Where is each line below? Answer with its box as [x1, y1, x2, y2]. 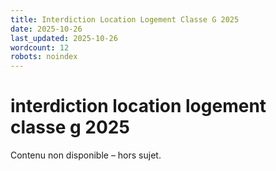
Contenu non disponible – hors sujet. [10, 149, 162, 161]
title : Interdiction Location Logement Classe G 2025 [10, 14, 240, 25]
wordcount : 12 [10, 42, 70, 53]
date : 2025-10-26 [10, 24, 83, 34]
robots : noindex [10, 52, 78, 62]
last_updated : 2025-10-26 [10, 33, 118, 43]
